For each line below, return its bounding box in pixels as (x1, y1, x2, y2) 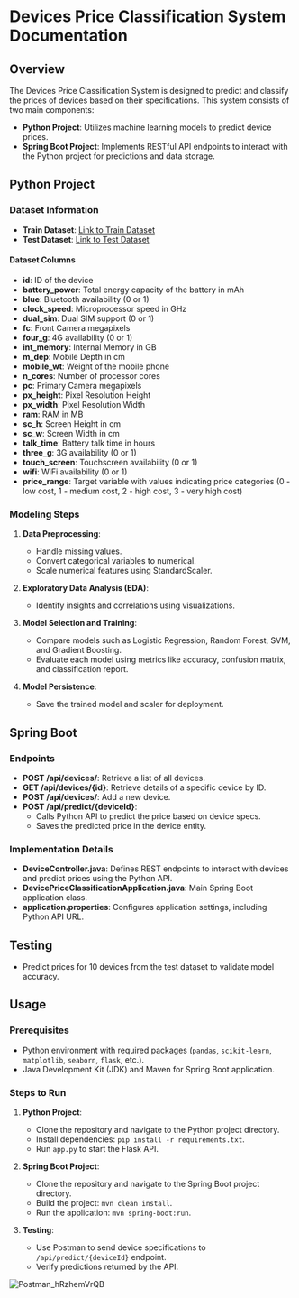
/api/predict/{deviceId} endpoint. (35, 1251, 167, 1262)
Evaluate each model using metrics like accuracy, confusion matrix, (35, 654, 286, 665)
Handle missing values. (35, 546, 122, 557)
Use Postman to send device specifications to (35, 1242, 206, 1253)
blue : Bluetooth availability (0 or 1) (22, 293, 150, 304)
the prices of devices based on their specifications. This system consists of (9, 95, 290, 106)
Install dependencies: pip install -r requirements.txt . (35, 1134, 245, 1145)
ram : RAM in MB (22, 409, 84, 419)
